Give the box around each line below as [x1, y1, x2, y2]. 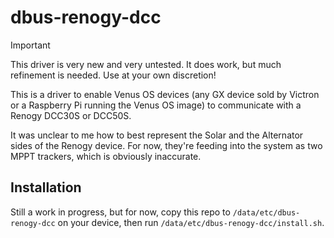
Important [10, 39, 51, 51]
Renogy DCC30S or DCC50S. [10, 109, 132, 121]
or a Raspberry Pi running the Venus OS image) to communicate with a [10, 99, 302, 111]
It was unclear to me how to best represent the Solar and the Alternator [10, 129, 304, 141]
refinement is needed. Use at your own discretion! [10, 69, 217, 81]
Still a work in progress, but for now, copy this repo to [10, 206, 231, 218]
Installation [10, 179, 82, 196]
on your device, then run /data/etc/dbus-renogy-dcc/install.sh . [57, 216, 325, 228]
